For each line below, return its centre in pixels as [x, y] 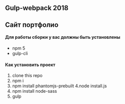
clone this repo [27, 76]
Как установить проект [30, 65]
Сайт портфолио [32, 25]
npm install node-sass [35, 91]
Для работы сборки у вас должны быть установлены [63, 37]
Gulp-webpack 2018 [37, 8]
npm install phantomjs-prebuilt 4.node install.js [59, 86]
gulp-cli [20, 53]
